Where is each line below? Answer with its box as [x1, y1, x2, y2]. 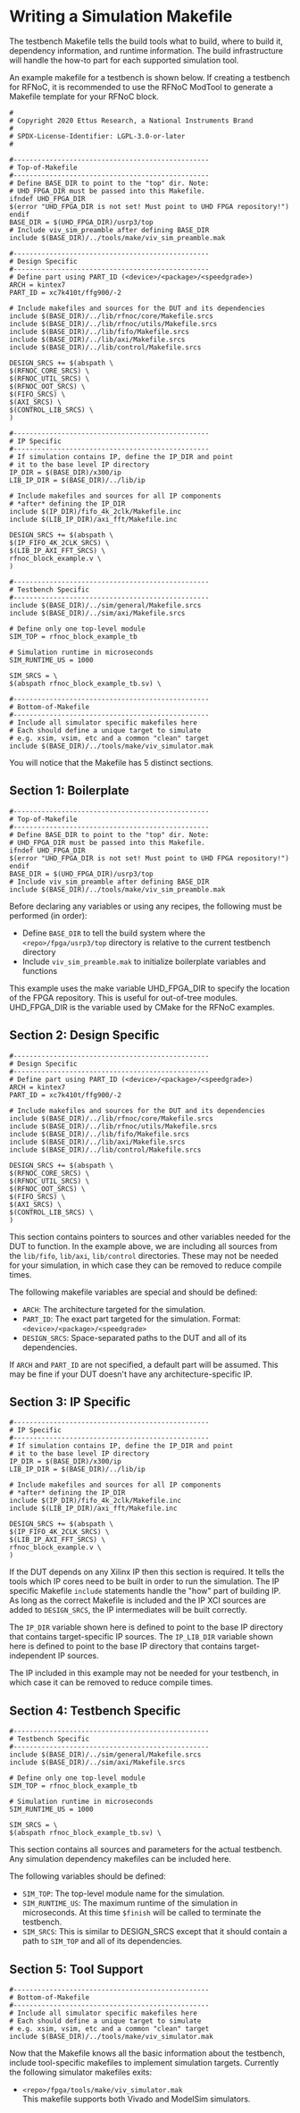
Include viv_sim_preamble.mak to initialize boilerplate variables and [21, 956, 266, 967]
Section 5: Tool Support [9, 1961, 144, 1976]
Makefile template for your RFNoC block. [9, 91, 159, 102]
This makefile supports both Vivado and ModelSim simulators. [21, 2093, 251, 2104]
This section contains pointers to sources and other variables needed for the [9, 1231, 291, 1242]
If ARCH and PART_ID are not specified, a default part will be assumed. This [9, 1359, 279, 1370]
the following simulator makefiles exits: [9, 2067, 153, 2077]
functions [21, 965, 58, 976]
